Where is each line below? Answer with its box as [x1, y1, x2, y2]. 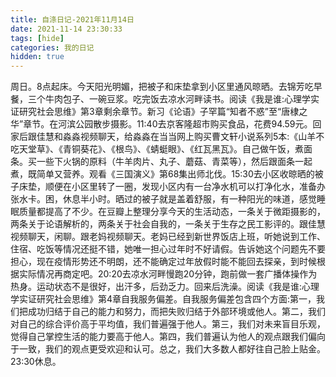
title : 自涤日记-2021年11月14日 [10, 14, 135, 25]
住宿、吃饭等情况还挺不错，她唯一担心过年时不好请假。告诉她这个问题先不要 [10, 243, 326, 255]
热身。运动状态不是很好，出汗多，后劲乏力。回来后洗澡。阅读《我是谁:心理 [10, 281, 320, 293]
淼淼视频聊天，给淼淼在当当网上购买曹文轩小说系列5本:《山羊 [62, 131, 317, 143]
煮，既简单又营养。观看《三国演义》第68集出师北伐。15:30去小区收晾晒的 [10, 168, 315, 180]
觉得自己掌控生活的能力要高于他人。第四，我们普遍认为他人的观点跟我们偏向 [10, 331, 326, 343]
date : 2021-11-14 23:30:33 [10, 24, 123, 34]
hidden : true [10, 52, 65, 62]
